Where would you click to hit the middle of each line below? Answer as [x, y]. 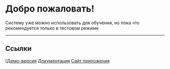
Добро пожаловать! [50, 9]
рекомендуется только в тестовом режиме [52, 28]
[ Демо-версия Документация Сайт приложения [57, 60]
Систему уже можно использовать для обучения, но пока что [73, 23]
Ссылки [18, 49]
